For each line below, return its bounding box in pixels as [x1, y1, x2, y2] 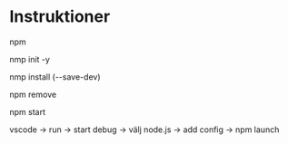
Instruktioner [9, 6, 111, 27]
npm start [9, 106, 46, 117]
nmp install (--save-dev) [9, 71, 101, 82]
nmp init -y [9, 53, 50, 64]
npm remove [9, 89, 57, 100]
